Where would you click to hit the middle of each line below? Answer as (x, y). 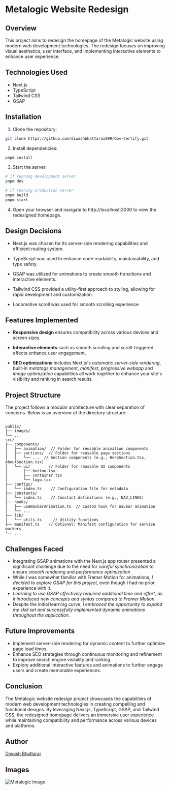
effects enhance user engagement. (49, 353)
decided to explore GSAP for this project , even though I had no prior (83, 583)
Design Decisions (33, 231)
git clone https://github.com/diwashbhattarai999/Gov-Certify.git (77, 138)
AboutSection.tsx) (25, 462)
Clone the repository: (35, 129)
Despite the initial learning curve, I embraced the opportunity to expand (87, 604)
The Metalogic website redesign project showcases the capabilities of (78, 698)
